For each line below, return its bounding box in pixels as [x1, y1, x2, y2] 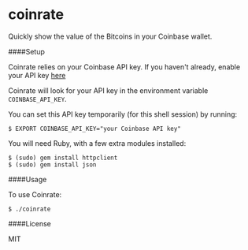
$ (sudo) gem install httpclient [8, 154, 118, 162]
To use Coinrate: [8, 189, 62, 199]
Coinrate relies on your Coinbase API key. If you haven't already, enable [8, 62, 241, 72]
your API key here [8, 70, 66, 80]
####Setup [8, 47, 46, 56]
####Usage [8, 174, 47, 184]
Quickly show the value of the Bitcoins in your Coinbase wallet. [8, 32, 213, 41]
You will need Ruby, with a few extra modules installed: [8, 138, 187, 147]
